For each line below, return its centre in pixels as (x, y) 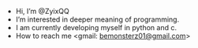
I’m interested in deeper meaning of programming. (97, 19)
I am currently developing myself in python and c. (96, 27)
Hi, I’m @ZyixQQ (42, 11)
